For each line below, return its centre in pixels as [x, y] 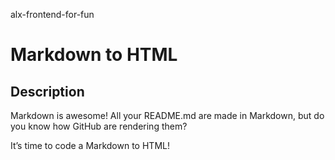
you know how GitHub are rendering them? [99, 126]
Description [47, 91]
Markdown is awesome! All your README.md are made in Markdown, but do [167, 115]
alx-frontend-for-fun [52, 14]
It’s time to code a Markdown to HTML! [90, 145]
